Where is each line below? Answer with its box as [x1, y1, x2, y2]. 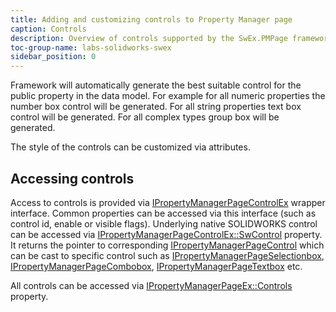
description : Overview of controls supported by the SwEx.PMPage [10, 33, 288, 43]
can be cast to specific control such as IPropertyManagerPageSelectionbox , [10, 249, 325, 261]
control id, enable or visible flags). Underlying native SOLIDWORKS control [10, 217, 318, 230]
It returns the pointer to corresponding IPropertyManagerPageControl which [10, 239, 325, 251]
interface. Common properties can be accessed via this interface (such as [10, 207, 317, 219]
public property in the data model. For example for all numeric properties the [10, 90, 326, 102]
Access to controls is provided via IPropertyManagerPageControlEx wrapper [10, 196, 326, 208]
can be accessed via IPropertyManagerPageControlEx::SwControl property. [10, 228, 323, 240]
